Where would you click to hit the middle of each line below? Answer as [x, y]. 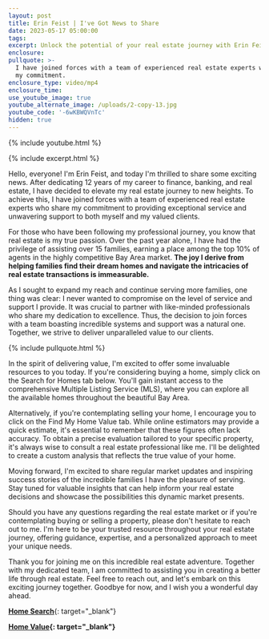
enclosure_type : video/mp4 [53, 82]
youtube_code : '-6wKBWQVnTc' [57, 113]
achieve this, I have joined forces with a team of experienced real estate [127, 199]
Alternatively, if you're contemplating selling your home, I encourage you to [132, 412]
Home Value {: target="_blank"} [62, 626]
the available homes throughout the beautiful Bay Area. [99, 397]
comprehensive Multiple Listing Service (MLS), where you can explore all [129, 388]
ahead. [20, 595]
